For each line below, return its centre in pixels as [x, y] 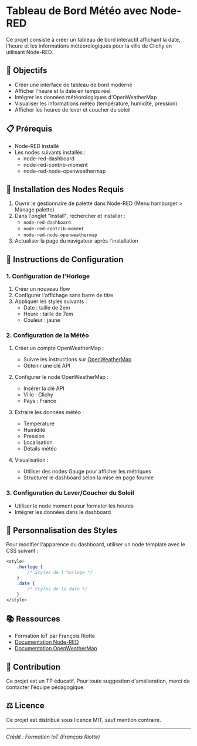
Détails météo [40, 449]
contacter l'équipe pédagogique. [45, 687]
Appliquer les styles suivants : [51, 301]
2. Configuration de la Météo [47, 335]
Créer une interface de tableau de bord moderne [73, 85]
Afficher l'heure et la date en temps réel [62, 91]
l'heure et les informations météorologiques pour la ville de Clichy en [89, 46]
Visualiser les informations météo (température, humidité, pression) [96, 103]
